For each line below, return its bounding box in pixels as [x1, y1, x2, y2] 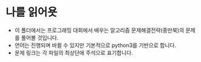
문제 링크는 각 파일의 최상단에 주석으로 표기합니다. [14, 49, 133, 56]
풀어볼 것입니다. [21, 34, 59, 41]
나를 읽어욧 [5, 5, 58, 19]
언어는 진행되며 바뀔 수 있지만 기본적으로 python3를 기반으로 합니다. [14, 42, 177, 49]
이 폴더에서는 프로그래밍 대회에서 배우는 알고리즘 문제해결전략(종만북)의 [14, 26, 185, 34]
